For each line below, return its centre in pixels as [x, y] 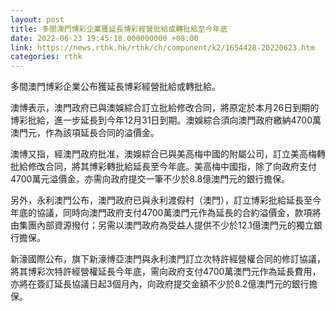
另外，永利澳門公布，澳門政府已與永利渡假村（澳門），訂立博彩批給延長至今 [166, 200]
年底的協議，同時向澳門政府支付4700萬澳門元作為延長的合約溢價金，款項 [161, 213]
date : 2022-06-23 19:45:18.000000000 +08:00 [104, 38]
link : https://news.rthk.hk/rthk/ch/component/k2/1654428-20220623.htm [162, 47]
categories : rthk [46, 57]
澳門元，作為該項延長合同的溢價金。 [85, 133]
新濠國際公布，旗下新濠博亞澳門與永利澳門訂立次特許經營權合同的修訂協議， [168, 259]
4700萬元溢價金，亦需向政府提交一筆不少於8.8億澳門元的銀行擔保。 [150, 179]
